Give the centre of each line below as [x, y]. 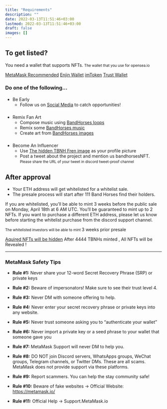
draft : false [19, 28]
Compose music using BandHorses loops [62, 123]
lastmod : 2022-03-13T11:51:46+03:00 [43, 24]
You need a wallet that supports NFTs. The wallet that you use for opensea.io [78, 65]
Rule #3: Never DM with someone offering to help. [64, 297]
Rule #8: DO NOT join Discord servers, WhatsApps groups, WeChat [82, 356]
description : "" [22, 14]
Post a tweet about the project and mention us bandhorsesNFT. [85, 156]
